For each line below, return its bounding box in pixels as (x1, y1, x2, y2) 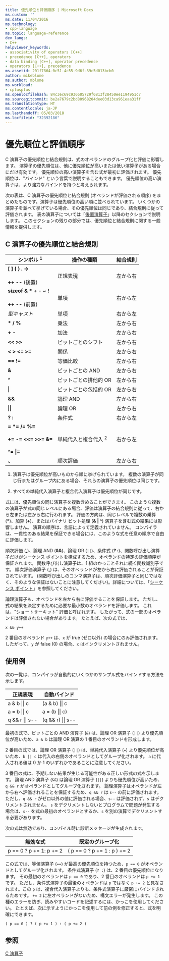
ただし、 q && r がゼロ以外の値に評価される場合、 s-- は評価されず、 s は (5, 795, 155, 802)
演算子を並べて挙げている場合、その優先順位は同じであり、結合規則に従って (5, 205, 164, 211)
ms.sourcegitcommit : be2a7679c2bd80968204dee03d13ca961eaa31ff (5, 96, 141, 101)
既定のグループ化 (79, 838, 120, 845)
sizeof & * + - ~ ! (8, 287, 49, 294)
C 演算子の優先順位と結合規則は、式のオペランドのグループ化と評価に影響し (5, 156, 164, 162)
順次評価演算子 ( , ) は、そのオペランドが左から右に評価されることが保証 (15, 566, 164, 572)
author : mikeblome (5, 73, 44, 78)
